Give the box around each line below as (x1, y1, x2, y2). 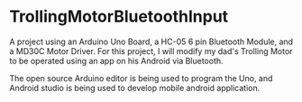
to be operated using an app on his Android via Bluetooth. (9, 55, 224, 66)
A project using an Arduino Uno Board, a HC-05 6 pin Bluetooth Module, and (9, 36, 294, 47)
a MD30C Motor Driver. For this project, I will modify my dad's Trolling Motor (9, 45, 293, 56)
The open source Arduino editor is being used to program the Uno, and (9, 72, 273, 83)
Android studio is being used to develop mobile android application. (9, 82, 261, 93)
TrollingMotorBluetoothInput (9, 6, 229, 27)
